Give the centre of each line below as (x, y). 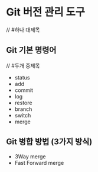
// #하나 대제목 (23, 30)
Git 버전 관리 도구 (46, 12)
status (22, 77)
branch (23, 109)
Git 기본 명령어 (31, 50)
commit (24, 90)
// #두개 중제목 (23, 65)
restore (23, 103)
